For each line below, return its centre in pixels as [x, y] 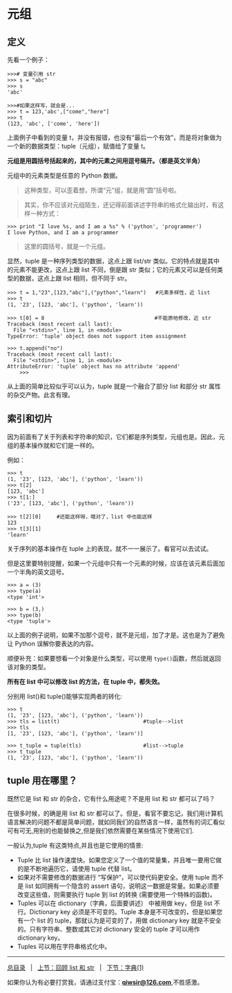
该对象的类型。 [28, 667]
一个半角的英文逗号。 [37, 571]
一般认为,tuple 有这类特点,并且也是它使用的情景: [75, 845]
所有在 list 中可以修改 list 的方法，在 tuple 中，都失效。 [85, 681]
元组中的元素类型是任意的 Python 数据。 [65, 176]
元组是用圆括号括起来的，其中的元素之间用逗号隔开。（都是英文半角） [105, 161]
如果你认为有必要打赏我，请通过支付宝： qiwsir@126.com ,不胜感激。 [105, 982]
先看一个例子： [28, 60]
